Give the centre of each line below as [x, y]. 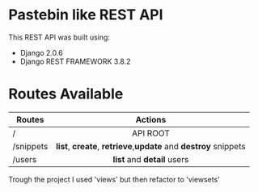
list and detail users [151, 159]
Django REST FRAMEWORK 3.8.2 [75, 61]
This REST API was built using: [59, 37]
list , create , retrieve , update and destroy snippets [150, 146]
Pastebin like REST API [86, 15]
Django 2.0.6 [41, 52]
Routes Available [66, 94]
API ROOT [151, 133]
